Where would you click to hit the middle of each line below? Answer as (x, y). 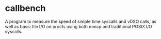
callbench (25, 8)
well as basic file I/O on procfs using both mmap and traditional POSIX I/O (79, 26)
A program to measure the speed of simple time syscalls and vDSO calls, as (81, 21)
